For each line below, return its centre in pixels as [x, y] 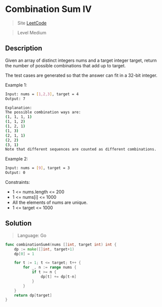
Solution [18, 224]
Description [24, 48]
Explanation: [19, 108]
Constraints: [18, 182]
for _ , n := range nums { [50, 268]
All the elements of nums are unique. [50, 202]
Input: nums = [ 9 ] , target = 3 [38, 168]
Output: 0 [15, 173]
